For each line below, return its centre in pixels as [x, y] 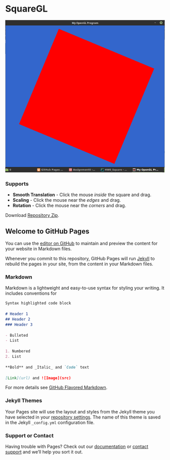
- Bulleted [17, 335]
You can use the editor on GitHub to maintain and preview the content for [81, 244]
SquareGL [27, 9]
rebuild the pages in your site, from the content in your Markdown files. [79, 264]
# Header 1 [17, 314]
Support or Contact [30, 435]
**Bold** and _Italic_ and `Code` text [47, 367]
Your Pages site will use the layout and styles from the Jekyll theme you [80, 411]
